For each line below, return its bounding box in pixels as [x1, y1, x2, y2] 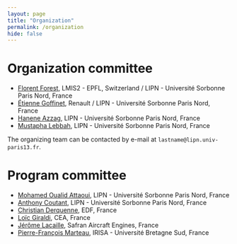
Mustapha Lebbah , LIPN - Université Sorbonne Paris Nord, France [17, 122, 211, 130]
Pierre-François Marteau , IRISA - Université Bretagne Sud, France [17, 228, 209, 237]
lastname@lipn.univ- [158, 136, 219, 144]
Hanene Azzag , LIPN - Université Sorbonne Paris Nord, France [17, 114, 200, 122]
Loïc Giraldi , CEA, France [17, 214, 91, 222]
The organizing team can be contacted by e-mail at [7, 135, 157, 144]
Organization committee [7, 61, 154, 76]
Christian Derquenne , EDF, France [17, 206, 117, 214]
